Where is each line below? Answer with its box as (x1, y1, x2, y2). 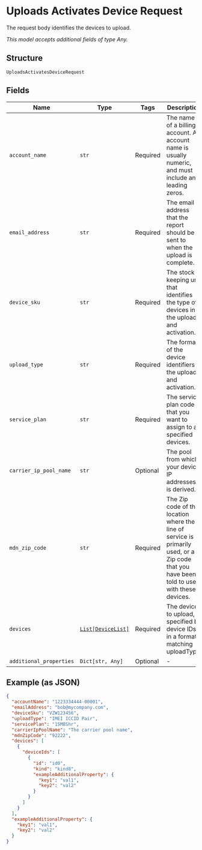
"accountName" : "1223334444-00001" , (11, 699, 103, 705)
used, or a (166, 547, 195, 556)
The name (166, 113, 195, 121)
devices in (166, 305, 195, 314)
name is (166, 143, 189, 151)
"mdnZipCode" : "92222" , (11, 732, 71, 738)
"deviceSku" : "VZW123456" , (11, 710, 79, 716)
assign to (166, 422, 192, 431)
